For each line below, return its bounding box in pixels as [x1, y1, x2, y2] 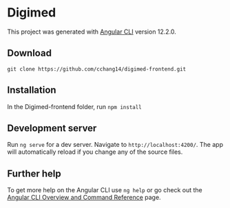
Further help [7, 167, 62, 179]
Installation [7, 84, 56, 96]
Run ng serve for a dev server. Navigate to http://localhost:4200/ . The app [7, 141, 224, 149]
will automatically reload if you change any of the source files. [7, 148, 183, 156]
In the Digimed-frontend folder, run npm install [7, 102, 143, 111]
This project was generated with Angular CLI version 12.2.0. [7, 27, 177, 36]
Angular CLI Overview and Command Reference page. [7, 194, 161, 202]
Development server [7, 122, 97, 134]
